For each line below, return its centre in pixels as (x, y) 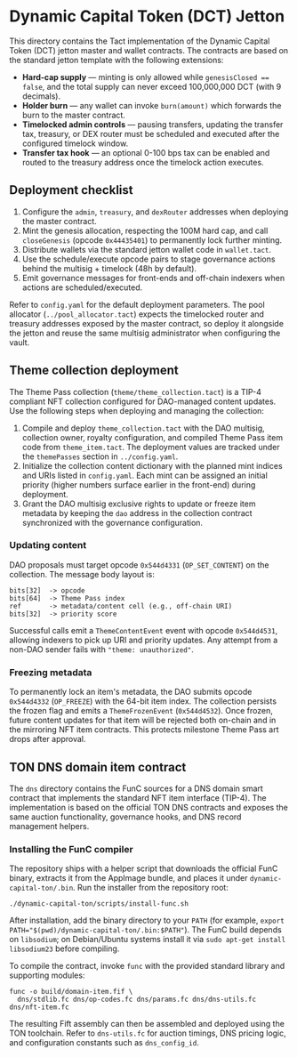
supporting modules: (47, 975)
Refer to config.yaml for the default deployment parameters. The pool (137, 304)
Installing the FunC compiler (71, 849)
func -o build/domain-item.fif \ (71, 992)
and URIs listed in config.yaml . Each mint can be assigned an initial (145, 475)
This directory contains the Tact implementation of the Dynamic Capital (140, 41)
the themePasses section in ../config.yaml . (100, 456)
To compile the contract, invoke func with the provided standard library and (147, 966)
